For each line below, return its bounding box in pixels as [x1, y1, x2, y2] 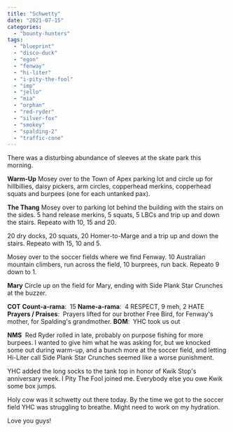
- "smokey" [13, 121, 45, 129]
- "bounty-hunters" [13, 30, 71, 37]
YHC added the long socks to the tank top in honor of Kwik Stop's [7, 367, 197, 376]
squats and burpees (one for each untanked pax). [7, 190, 150, 198]
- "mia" [13, 96, 36, 103]
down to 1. [7, 268, 37, 276]
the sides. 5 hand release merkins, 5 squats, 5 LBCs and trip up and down [7, 211, 220, 219]
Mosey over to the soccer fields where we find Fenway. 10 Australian [7, 253, 206, 261]
